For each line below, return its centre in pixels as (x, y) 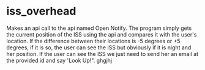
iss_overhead (41, 11)
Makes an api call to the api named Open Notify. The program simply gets (99, 28)
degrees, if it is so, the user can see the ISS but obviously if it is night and (99, 47)
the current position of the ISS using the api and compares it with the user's (102, 34)
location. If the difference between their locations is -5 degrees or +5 (93, 41)
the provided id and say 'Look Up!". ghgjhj (59, 60)
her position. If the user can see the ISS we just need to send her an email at (102, 54)
